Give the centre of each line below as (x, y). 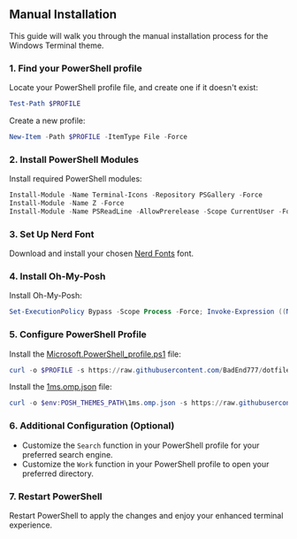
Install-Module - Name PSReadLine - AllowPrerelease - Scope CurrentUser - (146, 212)
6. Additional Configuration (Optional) (92, 426)
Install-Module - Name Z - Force (67, 204)
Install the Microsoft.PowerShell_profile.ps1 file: (95, 354)
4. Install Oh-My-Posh (57, 276)
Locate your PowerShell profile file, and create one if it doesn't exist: (134, 88)
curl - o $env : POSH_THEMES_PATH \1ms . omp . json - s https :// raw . (124, 403)
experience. (31, 525)
